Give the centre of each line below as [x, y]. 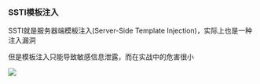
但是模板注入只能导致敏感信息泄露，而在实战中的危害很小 [101, 57]
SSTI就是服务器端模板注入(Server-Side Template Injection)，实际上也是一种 [130, 31]
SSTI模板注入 [33, 12]
